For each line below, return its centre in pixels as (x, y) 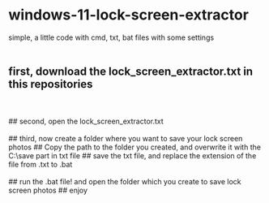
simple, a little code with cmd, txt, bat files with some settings (111, 37)
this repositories (51, 84)
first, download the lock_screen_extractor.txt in (131, 72)
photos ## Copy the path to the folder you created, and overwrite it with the (135, 147)
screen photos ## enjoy (48, 190)
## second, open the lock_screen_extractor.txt (86, 121)
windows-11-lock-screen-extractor (129, 15)
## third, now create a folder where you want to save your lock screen (126, 138)
